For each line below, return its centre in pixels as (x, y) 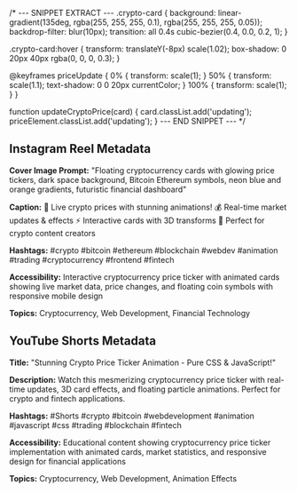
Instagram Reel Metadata (80, 149)
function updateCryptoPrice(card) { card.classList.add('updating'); (131, 111)
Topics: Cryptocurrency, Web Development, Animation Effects (123, 478)
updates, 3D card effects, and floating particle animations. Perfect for (154, 389)
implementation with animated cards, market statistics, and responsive (138, 451)
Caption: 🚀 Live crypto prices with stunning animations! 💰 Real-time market (148, 207)
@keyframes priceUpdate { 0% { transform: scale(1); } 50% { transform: (141, 76)
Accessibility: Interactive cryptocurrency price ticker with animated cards (145, 277)
